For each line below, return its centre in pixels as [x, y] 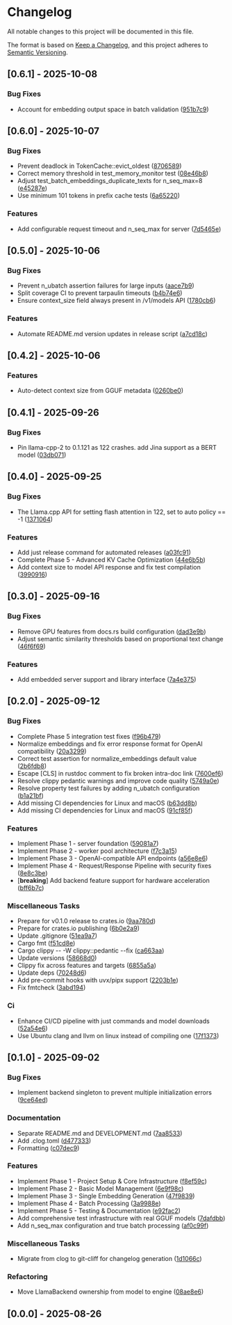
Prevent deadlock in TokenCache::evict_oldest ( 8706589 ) [99, 166]
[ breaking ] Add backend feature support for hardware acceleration [113, 880]
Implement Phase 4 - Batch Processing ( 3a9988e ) [89, 1203]
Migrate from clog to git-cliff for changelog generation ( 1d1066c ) [110, 1259]
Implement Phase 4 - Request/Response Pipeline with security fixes [114, 865]
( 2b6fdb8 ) [32, 766]
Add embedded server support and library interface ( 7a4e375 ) [107, 679]
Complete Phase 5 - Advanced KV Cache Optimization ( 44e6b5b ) [111, 559]
